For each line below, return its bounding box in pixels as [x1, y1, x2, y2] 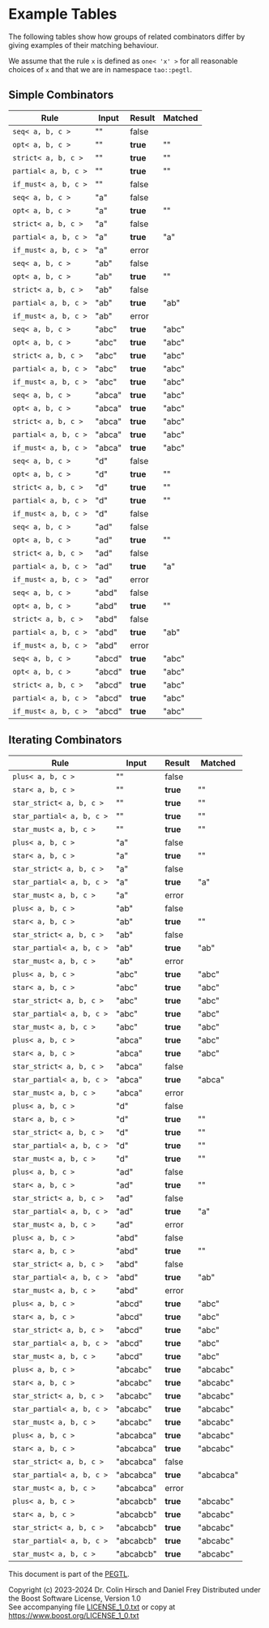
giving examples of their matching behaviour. [8, 40, 160, 49]
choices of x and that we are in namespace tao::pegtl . [8, 64, 193, 74]
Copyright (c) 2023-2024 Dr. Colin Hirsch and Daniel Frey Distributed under [8, 1584, 261, 1594]
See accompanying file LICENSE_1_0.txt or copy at [8, 1602, 176, 1612]
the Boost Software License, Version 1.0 [8, 1593, 142, 1603]
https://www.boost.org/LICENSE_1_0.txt [8, 1610, 139, 1620]
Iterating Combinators [8, 733, 122, 747]
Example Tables [8, 5, 117, 24]
